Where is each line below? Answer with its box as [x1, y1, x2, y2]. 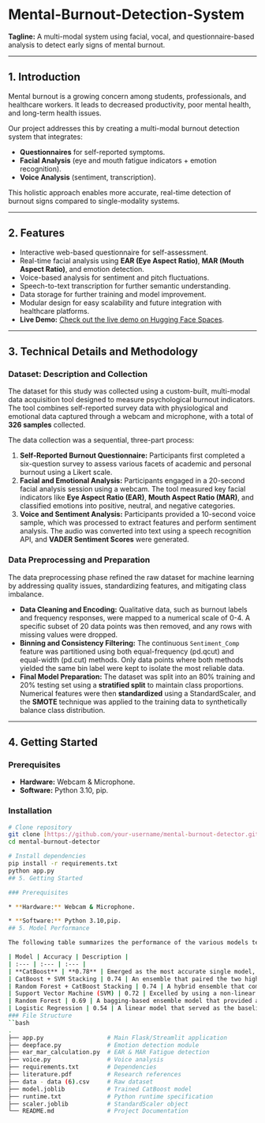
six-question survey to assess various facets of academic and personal [19, 459, 252, 469]
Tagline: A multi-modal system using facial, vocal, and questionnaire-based [8, 32, 255, 41]
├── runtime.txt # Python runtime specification [8, 1092, 214, 1100]
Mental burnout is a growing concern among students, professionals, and [8, 91, 247, 100]
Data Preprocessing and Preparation [8, 555, 151, 566]
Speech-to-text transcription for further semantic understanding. [19, 281, 231, 290]
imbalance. [8, 589, 44, 598]
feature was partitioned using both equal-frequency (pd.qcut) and [19, 646, 234, 656]
